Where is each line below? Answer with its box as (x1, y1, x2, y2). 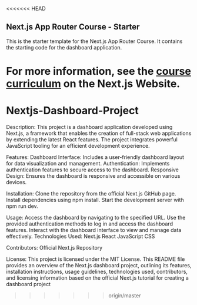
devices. (6, 178, 27, 185)
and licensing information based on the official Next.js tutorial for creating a (6, 274, 189, 281)
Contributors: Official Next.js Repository (6, 244, 103, 251)
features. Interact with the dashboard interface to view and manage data (6, 226, 182, 233)
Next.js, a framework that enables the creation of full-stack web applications (6, 130, 192, 137)
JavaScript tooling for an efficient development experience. (6, 142, 150, 149)
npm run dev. (6, 203, 38, 210)
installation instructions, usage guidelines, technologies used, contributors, (6, 268, 188, 275)
